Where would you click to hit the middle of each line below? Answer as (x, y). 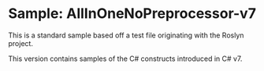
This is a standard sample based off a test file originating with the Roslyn (126, 35)
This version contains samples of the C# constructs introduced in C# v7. (125, 59)
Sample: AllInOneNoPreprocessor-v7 (132, 14)
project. (21, 43)
